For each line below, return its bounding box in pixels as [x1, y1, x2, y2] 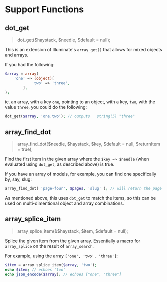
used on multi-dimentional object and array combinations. [5, 200, 124, 206]
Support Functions [5, 4, 84, 15]
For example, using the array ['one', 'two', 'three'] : [5, 253, 118, 259]
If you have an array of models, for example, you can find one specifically [5, 171, 156, 177]
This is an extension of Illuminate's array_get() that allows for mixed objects [5, 47, 162, 52]
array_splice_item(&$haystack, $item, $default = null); [17, 228, 128, 234]
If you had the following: [5, 62, 55, 67]
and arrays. [5, 52, 29, 58]
